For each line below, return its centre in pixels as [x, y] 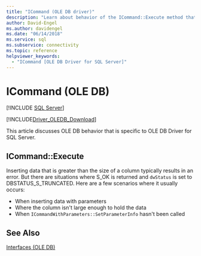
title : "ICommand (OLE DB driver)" [51, 12]
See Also [23, 233]
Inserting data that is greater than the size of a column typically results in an [100, 170]
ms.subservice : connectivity [42, 45]
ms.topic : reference [32, 51]
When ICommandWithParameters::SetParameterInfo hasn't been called [100, 214]
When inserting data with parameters [60, 202]
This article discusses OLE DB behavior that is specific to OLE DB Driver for [99, 131]
